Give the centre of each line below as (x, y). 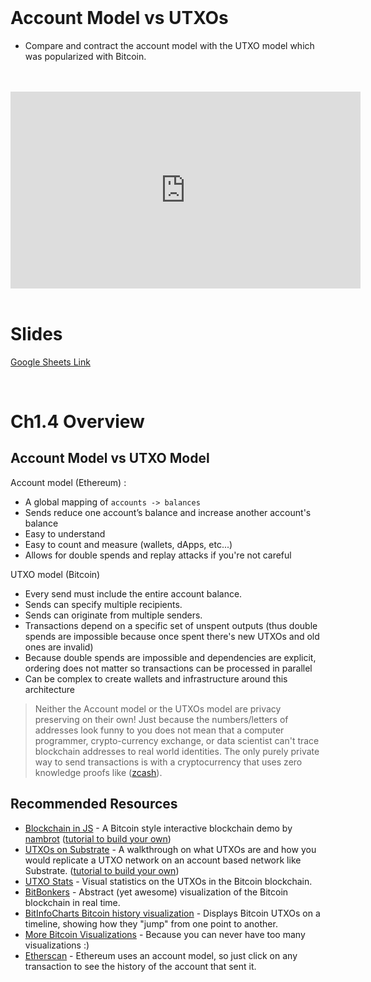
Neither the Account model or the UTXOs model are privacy (158, 708)
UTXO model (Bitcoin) (55, 574)
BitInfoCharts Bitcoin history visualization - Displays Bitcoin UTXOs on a (172, 913)
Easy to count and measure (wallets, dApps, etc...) (128, 544)
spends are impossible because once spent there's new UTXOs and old (172, 636)
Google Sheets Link (50, 362)
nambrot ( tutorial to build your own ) (98, 838)
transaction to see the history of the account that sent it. (140, 966)
